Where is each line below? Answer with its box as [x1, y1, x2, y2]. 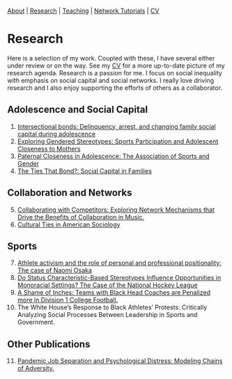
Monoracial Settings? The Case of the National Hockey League [17, 281, 198, 289]
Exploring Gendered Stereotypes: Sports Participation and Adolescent [17, 137, 219, 146]
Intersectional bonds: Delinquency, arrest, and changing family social [17, 122, 216, 130]
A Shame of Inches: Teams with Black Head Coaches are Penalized [17, 288, 211, 297]
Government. [17, 318, 56, 327]
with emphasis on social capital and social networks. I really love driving [7, 76, 215, 84]
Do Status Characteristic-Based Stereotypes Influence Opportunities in [17, 274, 222, 282]
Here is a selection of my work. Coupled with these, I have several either [7, 54, 215, 62]
